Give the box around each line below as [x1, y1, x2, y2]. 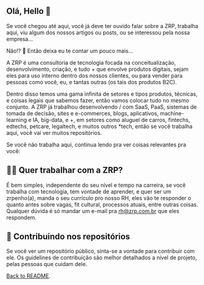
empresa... [6, 35, 33, 43]
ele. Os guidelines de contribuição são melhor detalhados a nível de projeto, [6, 254, 197, 261]
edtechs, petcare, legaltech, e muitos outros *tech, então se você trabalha [6, 123, 193, 130]
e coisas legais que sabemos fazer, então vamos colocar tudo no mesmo [6, 96, 190, 104]
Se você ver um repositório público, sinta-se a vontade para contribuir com [6, 248, 195, 255]
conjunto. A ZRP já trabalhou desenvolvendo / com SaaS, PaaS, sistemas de [6, 103, 197, 110]
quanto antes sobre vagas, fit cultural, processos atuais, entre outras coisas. [6, 201, 199, 208]
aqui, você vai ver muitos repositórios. [6, 129, 102, 136]
